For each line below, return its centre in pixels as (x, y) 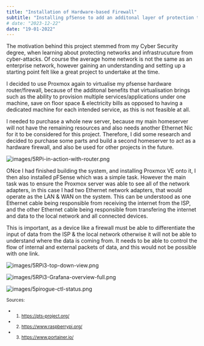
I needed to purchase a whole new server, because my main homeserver (97, 122)
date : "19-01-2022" (31, 29)
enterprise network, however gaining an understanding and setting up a (96, 66)
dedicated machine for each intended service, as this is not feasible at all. (98, 109)
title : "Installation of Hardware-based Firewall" (72, 12)
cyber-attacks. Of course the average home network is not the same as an (99, 59)
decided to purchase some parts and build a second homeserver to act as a (101, 141)
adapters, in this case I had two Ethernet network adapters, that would (94, 190)
